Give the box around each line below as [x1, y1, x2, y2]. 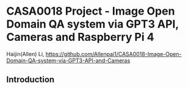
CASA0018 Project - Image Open [6, 4, 175, 18]
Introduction [6, 74, 55, 85]
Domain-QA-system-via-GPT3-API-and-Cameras [6, 57, 131, 64]
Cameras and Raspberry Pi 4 [6, 30, 154, 44]
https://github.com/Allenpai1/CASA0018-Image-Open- [45, 50, 182, 57]
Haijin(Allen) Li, [6, 50, 45, 57]
